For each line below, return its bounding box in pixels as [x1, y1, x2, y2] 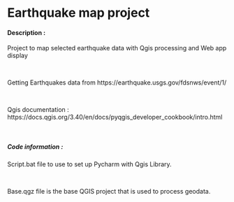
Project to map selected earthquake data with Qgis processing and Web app [7, 44, 227, 52]
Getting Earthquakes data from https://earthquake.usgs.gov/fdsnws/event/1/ [7, 78, 227, 87]
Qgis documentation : [7, 106, 70, 114]
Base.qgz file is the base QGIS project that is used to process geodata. [7, 187, 211, 196]
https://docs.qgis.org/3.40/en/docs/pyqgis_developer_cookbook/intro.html [7, 113, 223, 122]
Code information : [7, 142, 64, 151]
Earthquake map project [7, 5, 150, 21]
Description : [7, 28, 46, 36]
